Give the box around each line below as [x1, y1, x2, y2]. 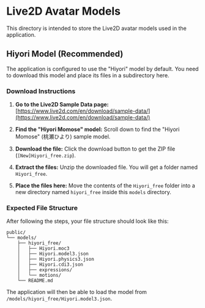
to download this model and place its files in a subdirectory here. [6, 72, 170, 79]
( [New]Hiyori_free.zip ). [15, 152, 76, 159]
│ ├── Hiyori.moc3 [17, 246, 70, 252]
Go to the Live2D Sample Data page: [15, 101, 109, 108]
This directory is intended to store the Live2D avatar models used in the [6, 24, 187, 32]
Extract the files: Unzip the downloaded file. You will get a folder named [15, 163, 198, 171]
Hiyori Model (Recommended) [6, 49, 124, 59]
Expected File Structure [6, 203, 78, 212]
